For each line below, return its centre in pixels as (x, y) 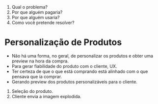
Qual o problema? (29, 7)
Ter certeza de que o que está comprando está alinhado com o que (80, 71)
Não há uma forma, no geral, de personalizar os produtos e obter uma (82, 56)
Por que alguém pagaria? (37, 12)
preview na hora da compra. (40, 61)
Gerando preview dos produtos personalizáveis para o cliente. (75, 82)
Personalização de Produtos (63, 42)
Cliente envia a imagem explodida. (46, 96)
